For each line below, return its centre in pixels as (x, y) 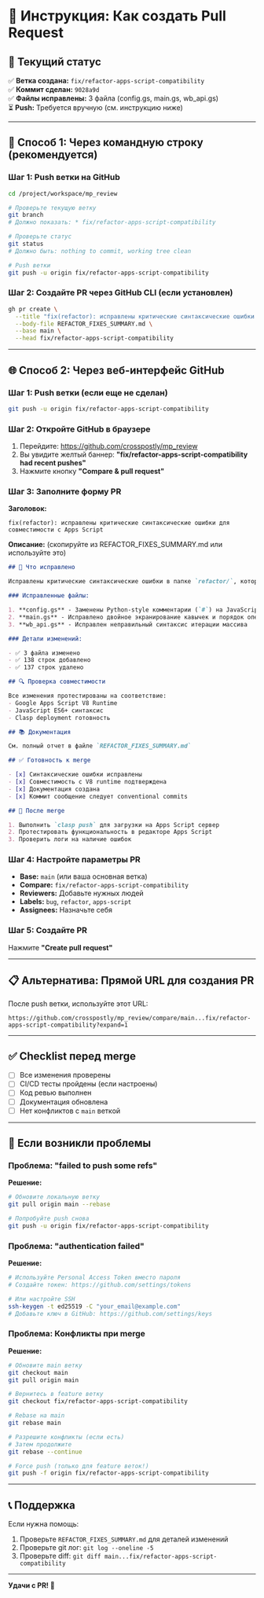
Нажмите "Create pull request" (60, 947)
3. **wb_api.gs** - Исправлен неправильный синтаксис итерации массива (128, 624)
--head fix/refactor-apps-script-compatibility (95, 338)
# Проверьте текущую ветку (52, 208)
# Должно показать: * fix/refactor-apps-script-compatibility (112, 222)
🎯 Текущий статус (55, 62)
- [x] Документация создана (54, 789)
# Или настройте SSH (42, 1299)
